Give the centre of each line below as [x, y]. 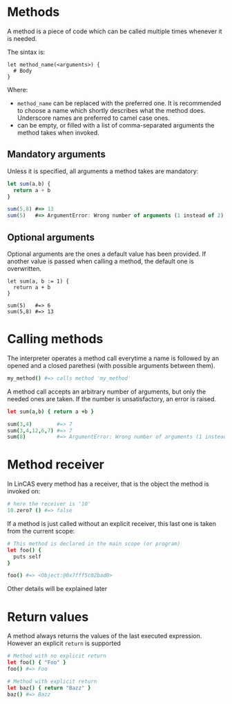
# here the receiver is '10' [49, 504]
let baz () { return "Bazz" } [49, 688]
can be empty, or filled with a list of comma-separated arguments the [116, 125]
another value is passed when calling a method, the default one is [101, 261]
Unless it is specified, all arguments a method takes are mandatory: [103, 171]
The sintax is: [26, 52]
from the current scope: [41, 531]
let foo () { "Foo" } [37, 662]
